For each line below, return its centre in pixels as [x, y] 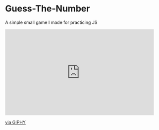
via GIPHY [16, 122]
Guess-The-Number [48, 9]
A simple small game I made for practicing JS [51, 22]
